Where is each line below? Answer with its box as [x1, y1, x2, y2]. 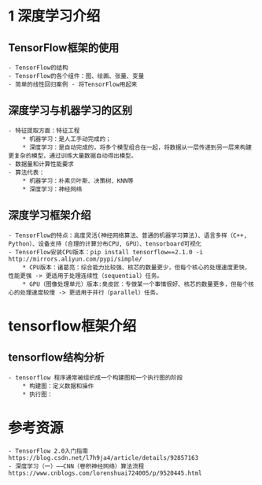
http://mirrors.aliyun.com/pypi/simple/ [8, 255, 143, 263]
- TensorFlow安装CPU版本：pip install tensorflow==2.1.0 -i [8, 248, 203, 256]
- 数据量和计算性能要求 [8, 160, 75, 168]
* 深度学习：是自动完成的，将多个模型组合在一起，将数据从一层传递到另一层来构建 [22, 143, 252, 151]
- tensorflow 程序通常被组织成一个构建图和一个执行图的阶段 [8, 373, 183, 382]
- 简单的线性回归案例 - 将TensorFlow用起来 [8, 80, 138, 88]
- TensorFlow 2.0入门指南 [8, 446, 89, 455]
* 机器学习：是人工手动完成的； [22, 135, 112, 143]
